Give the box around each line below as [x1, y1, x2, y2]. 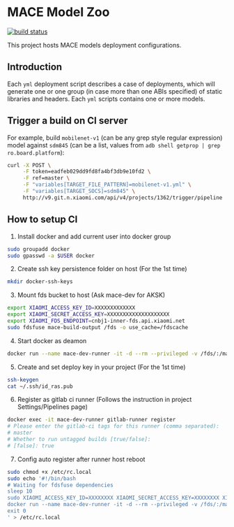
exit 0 [7, 507, 26, 514]
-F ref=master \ [22, 175, 70, 182]
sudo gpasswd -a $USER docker [7, 252, 95, 259]
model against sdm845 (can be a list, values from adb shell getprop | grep [7, 140, 221, 149]
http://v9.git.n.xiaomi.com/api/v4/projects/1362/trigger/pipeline [22, 194, 223, 201]
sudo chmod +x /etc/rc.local [7, 468, 92, 475]
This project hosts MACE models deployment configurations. [7, 41, 182, 49]
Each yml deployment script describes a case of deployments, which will [7, 80, 216, 88]
